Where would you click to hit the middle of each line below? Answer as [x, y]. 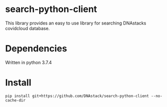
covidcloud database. [28, 28]
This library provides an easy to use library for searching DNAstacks [76, 23]
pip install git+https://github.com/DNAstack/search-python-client [77, 96]
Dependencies [36, 49]
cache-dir [16, 100]
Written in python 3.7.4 [29, 62]
